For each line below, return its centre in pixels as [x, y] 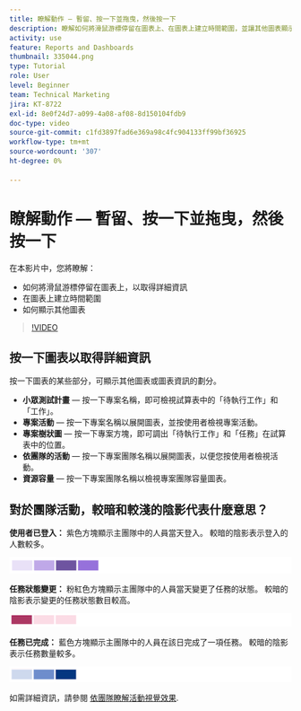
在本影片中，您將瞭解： [52, 268]
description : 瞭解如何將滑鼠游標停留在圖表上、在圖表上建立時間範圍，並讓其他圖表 [146, 28]
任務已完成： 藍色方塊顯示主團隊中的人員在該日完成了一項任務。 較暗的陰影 [149, 643]
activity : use [36, 38]
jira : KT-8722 [36, 104]
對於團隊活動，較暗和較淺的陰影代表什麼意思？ [139, 509]
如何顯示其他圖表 [54, 309]
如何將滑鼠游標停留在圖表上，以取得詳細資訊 [105, 286]
